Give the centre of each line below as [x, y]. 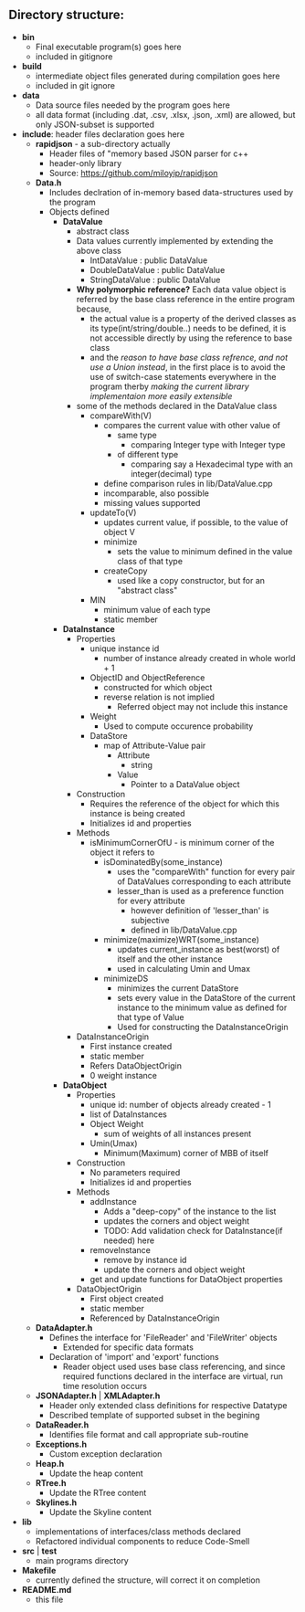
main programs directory [82, 1560]
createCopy [126, 571]
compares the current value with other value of [192, 425]
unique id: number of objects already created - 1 [180, 1104]
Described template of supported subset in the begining [154, 1415]
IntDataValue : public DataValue [149, 260]
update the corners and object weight [174, 1270]
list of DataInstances [129, 1114]
